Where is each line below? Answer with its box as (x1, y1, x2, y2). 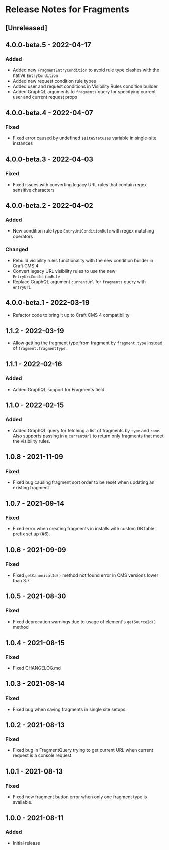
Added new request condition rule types (12, 78, 97, 84)
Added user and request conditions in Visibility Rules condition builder (12, 83, 158, 89)
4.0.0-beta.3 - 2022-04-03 (5, 155, 93, 164)
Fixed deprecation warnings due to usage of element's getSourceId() (12, 619, 157, 625)
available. (12, 799, 33, 805)
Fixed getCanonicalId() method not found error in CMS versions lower (12, 572, 159, 578)
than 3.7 (12, 577, 30, 583)
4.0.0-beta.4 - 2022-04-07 (5, 108, 93, 117)
